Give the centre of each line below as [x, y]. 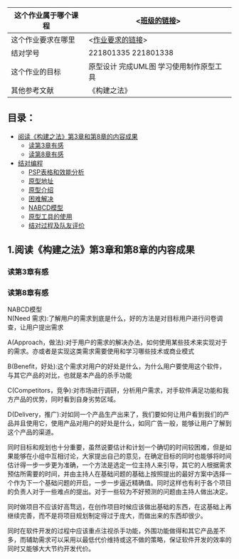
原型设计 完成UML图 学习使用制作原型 [152, 66]
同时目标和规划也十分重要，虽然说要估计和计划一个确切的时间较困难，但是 [116, 447]
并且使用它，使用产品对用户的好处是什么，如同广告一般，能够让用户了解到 [122, 423]
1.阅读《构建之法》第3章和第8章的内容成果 [101, 250]
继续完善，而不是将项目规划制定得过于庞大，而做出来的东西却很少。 [107, 516]
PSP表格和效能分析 [56, 172]
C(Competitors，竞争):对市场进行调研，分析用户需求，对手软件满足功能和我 [118, 390]
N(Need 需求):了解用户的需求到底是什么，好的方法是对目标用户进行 [106, 319]
